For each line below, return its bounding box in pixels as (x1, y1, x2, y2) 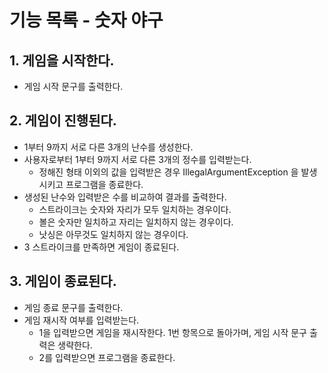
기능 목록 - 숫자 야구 (9, 9, 164, 32)
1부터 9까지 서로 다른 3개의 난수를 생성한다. (23, 141, 194, 153)
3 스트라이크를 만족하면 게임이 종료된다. (23, 241, 180, 253)
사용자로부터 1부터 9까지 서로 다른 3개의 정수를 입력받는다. (23, 153, 252, 165)
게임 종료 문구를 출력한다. (23, 301, 124, 313)
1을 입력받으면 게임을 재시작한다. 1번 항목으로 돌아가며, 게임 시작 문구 (38, 326, 308, 338)
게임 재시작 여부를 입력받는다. (23, 314, 140, 326)
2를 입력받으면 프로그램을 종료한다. (38, 351, 176, 363)
